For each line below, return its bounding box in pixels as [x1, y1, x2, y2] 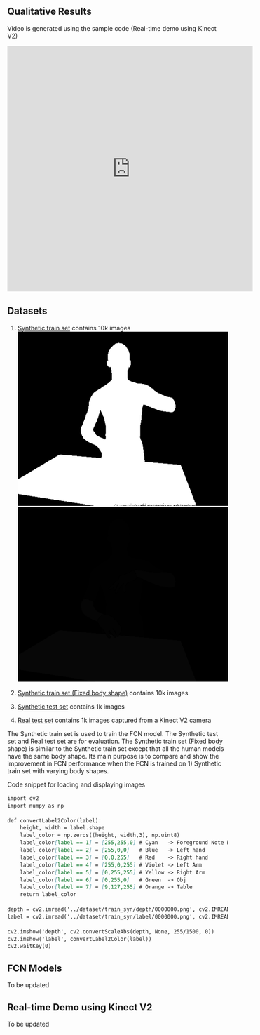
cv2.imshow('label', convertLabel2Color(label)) [7, 935, 152, 942]
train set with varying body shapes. [7, 766, 109, 775]
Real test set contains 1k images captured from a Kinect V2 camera [17, 716, 212, 724]
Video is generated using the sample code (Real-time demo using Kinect [7, 24, 217, 32]
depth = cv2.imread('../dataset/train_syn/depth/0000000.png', [7, 906, 196, 913]
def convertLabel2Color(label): [7, 817, 102, 824]
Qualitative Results [7, 6, 93, 18]
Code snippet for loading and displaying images [7, 780, 146, 789]
